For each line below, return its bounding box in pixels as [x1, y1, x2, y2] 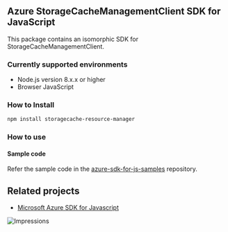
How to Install [7, 100, 54, 110]
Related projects [7, 185, 80, 197]
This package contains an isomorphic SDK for [7, 35, 139, 43]
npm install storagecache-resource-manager [7, 116, 136, 123]
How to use [7, 132, 47, 142]
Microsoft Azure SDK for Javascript [17, 204, 120, 212]
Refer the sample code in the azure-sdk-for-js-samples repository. [7, 165, 198, 173]
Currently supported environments [7, 59, 128, 69]
